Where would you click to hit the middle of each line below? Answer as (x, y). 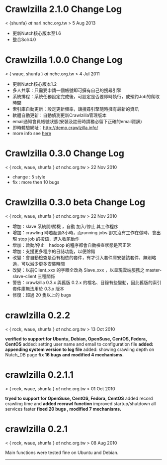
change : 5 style (29, 177)
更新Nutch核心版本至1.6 (37, 33)
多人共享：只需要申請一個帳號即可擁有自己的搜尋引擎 (67, 90)
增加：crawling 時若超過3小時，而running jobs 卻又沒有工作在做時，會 (84, 232)
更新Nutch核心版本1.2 (35, 84)
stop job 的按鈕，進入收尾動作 (49, 239)
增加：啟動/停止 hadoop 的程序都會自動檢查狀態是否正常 (72, 245)
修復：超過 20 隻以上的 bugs (42, 295)
